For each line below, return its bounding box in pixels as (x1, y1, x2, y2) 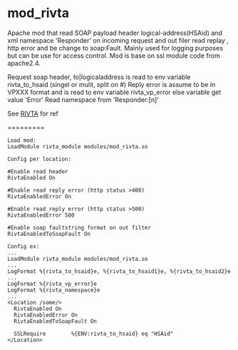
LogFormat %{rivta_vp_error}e (7, 280, 98, 287)
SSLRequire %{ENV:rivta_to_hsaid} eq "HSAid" (14, 330, 174, 337)
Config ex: (7, 242, 40, 250)
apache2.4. (7, 58, 41, 67)
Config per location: (7, 155, 72, 163)
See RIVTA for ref (7, 109, 58, 118)
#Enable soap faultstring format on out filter (7, 224, 152, 231)
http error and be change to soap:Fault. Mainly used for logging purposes (7, 43, 223, 52)
